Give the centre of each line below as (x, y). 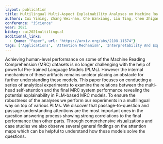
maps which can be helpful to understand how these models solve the (75, 131)
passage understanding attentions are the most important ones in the (74, 110)
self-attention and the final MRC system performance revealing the (83, 90)
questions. (16, 136)
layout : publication (26, 9)
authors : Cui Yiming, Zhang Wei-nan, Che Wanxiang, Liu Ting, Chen (75, 18)
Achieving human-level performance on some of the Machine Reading (75, 59)
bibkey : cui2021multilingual (34, 32)
